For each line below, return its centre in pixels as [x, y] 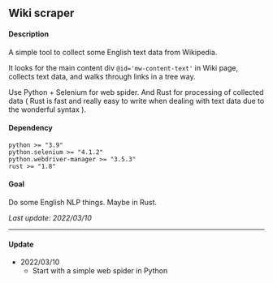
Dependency [30, 128]
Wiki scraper [41, 13]
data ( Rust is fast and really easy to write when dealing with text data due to [136, 101]
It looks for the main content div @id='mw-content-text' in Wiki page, [123, 67]
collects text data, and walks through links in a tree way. [102, 76]
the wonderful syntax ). [48, 109]
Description [29, 34]
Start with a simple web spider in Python [100, 271]
